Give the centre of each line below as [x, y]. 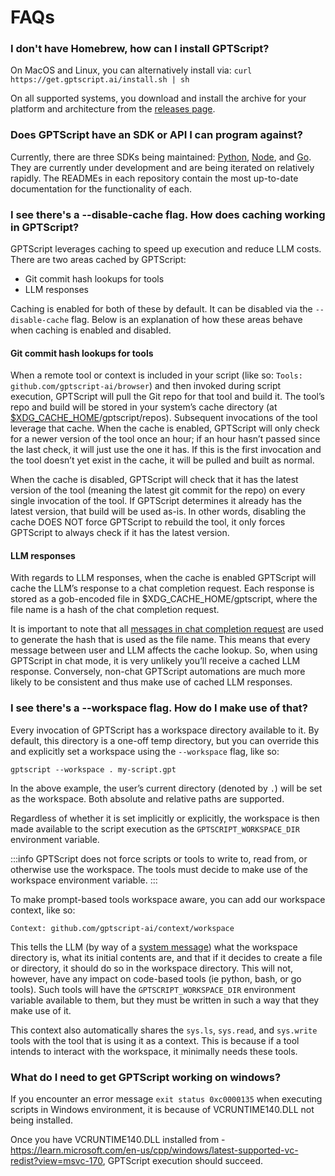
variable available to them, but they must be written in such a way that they [165, 1000]
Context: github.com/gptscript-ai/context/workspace [122, 928]
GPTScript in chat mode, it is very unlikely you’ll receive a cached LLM [155, 661]
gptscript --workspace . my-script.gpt [93, 769]
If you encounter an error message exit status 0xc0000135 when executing [166, 1099]
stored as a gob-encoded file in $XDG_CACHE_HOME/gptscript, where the [164, 599]
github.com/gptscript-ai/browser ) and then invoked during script [146, 386]
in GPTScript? [45, 227]
